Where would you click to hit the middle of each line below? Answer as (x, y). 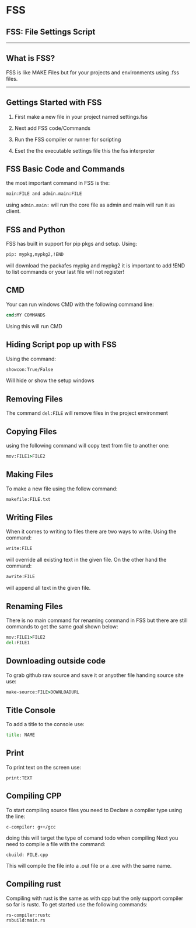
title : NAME (20, 735)
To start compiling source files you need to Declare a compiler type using (94, 810)
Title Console (31, 710)
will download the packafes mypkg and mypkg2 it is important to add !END (96, 266)
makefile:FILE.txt (28, 499)
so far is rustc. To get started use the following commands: (77, 904)
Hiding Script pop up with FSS (61, 345)
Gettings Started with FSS (54, 103)
